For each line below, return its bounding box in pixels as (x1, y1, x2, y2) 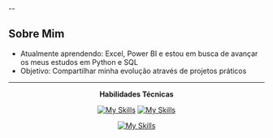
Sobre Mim (8, 27, 65, 41)
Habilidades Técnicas (99, 89, 174, 99)
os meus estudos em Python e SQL (19, 57, 138, 67)
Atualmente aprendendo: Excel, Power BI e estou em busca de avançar (19, 49, 258, 58)
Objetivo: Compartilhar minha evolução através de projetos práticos (19, 66, 247, 75)
